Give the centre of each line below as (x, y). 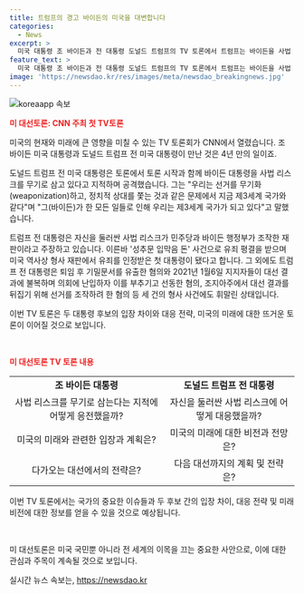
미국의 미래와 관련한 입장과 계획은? (86, 439)
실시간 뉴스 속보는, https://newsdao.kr (78, 579)
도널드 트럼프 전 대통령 (229, 385)
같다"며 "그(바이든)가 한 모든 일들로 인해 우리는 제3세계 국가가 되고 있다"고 (141, 207)
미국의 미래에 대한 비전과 (219, 433)
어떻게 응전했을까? (86, 415)
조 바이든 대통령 (86, 385)
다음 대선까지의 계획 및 (219, 463)
